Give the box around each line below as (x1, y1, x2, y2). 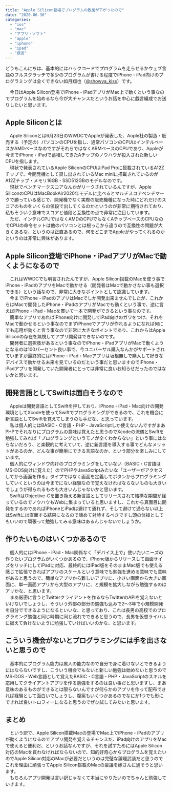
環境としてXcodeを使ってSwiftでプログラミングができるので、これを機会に (5, 409, 164, 415)
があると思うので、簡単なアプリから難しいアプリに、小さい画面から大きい (5, 575, 162, 581)
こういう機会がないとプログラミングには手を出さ (5, 636, 160, 645)
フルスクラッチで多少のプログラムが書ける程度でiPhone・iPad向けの (14, 71, 159, 77)
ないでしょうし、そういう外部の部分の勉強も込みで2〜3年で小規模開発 (14, 600, 163, 606)
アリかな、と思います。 (5, 587, 55, 594)
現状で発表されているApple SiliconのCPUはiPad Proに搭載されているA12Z (9, 165, 165, 171)
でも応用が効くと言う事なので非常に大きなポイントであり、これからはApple (5, 327, 165, 333)
